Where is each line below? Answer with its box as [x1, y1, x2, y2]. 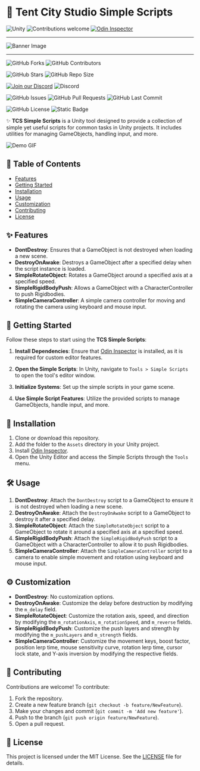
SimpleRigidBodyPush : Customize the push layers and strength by [14, 624, 180, 631]
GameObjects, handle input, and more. [14, 401, 110, 408]
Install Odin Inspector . [14, 447, 68, 454]
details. [6, 760, 24, 767]
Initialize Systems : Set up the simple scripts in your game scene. [14, 383, 175, 391]
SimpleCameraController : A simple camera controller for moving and [14, 296, 186, 304]
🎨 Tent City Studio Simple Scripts [6, 5, 173, 19]
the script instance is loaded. [14, 265, 86, 272]
